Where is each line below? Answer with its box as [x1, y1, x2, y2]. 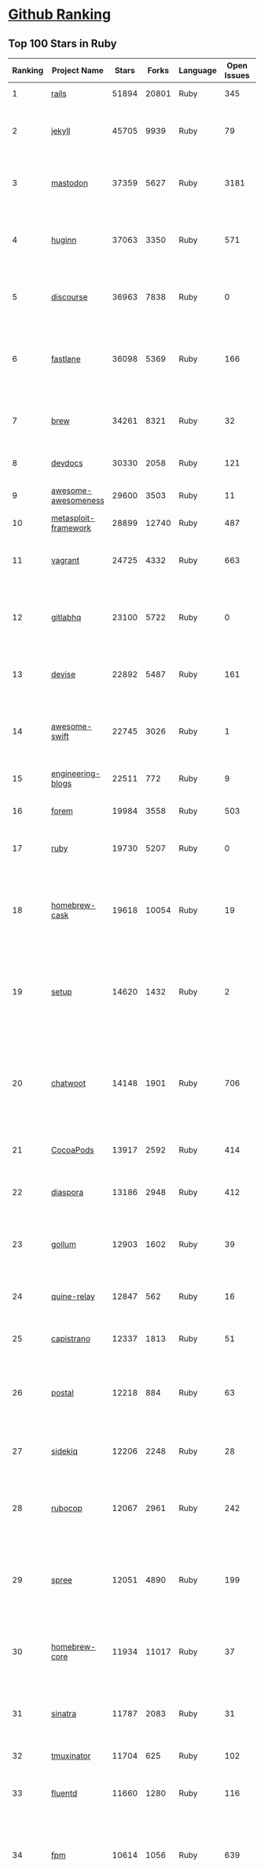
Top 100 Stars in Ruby [8, 37, 117, 50]
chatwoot [50, 1078, 86, 1088]
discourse [50, 292, 88, 302]
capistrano [50, 1333, 91, 1344]
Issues [224, 70, 250, 80]
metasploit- [50, 513, 96, 524]
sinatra [50, 1708, 77, 1719]
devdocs [50, 458, 83, 469]
